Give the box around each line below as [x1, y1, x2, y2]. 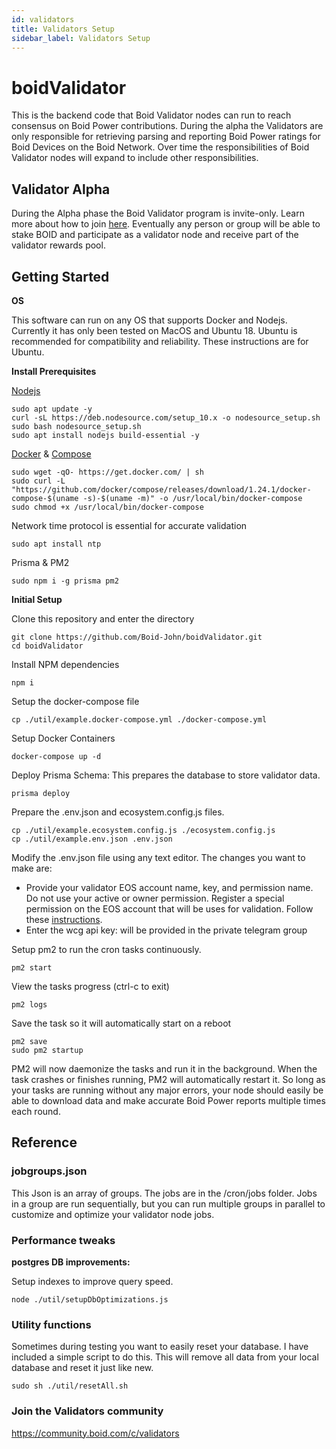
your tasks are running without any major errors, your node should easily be [11, 1084, 324, 1096]
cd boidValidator [11, 641, 84, 651]
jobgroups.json [11, 1164, 88, 1178]
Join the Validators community [11, 1404, 164, 1418]
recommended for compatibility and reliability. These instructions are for [11, 335, 309, 347]
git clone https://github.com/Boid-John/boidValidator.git [11, 632, 263, 642]
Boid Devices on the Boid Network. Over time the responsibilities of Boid [11, 141, 310, 153]
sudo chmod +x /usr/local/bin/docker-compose [11, 502, 204, 512]
